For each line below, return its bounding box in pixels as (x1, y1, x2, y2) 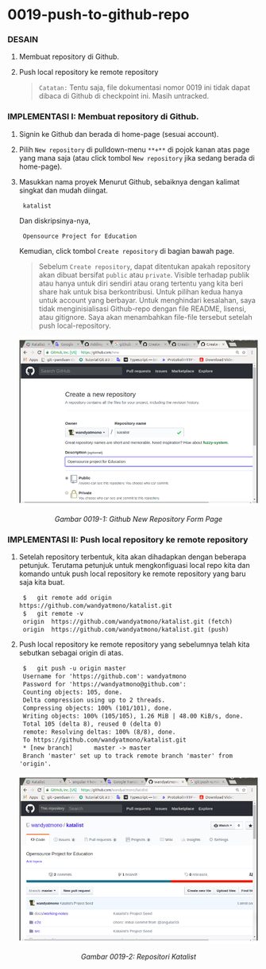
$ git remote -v (22, 610, 84, 618)
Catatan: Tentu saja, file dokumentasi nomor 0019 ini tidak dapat (38, 83, 251, 92)
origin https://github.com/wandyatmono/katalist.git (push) (22, 626, 229, 634)
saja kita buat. (18, 578, 65, 587)
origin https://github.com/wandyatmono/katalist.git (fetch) (22, 618, 233, 626)
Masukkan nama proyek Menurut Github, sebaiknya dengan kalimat (18, 177, 240, 186)
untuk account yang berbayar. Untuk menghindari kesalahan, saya (38, 295, 256, 305)
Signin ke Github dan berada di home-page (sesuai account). (18, 129, 219, 138)
